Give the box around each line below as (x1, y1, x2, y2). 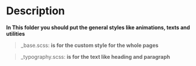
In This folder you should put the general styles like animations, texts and (6, 24, 191, 31)
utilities (6, 30, 25, 37)
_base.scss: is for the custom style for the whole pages (20, 42, 159, 49)
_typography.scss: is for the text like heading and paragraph (20, 53, 171, 60)
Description (6, 4, 65, 18)
